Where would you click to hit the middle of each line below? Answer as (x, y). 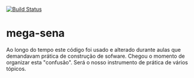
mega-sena (35, 33)
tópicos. (16, 68)
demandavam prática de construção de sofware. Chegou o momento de (95, 56)
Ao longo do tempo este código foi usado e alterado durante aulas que (94, 49)
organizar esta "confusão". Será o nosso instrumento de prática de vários (97, 62)
